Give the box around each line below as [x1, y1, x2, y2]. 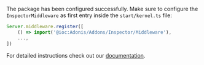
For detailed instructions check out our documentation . [6, 52, 146, 59]
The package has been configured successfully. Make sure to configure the [6, 6, 198, 12]
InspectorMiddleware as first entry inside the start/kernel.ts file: [6, 12, 172, 19]
